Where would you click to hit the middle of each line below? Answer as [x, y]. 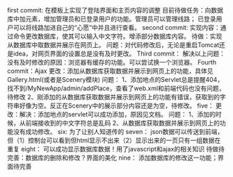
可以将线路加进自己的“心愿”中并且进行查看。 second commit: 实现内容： [116, 27]
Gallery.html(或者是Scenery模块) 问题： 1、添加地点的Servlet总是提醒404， [115, 79]
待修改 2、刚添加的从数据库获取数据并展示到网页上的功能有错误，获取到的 [114, 97]
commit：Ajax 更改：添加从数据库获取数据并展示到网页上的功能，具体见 [110, 71]
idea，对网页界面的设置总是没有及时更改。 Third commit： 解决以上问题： [119, 53]
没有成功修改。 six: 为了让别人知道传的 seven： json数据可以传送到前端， [118, 132]
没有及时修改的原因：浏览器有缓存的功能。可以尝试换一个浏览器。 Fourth [112, 62]
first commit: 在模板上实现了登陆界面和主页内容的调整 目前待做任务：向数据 [115, 10]
